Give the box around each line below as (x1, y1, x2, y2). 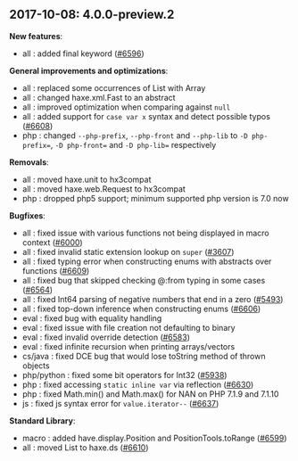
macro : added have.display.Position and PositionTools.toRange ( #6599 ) (21, 432, 287, 443)
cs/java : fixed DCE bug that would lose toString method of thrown (21, 350, 266, 361)
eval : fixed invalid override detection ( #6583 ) (21, 332, 190, 342)
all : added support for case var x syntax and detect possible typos (21, 111, 270, 121)
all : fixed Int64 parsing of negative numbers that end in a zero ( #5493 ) (21, 293, 284, 304)
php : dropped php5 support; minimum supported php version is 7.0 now (21, 193, 289, 203)
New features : (9, 30, 63, 41)
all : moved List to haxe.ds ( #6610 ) (21, 441, 149, 453)
